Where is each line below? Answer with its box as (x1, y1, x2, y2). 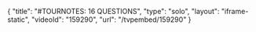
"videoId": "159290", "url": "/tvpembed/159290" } (31, 15, 192, 24)
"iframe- (221, 7, 249, 16)
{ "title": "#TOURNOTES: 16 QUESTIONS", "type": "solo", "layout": (7, 7, 220, 16)
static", (7, 15, 31, 24)
